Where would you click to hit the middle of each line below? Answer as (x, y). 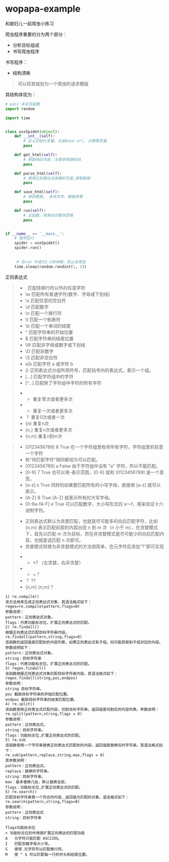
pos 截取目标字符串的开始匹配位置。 (38, 694)
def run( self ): (30, 210)
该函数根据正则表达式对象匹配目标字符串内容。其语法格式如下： (62, 673)
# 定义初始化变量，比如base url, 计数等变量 (65, 141)
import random (20, 109)
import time (18, 118)
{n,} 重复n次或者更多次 (49, 429)
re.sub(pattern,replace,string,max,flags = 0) (55, 755)
